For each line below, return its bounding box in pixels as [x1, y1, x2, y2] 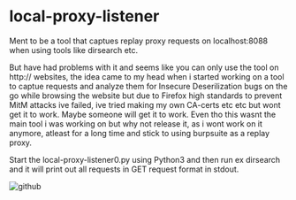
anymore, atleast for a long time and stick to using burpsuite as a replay [9, 127, 270, 138]
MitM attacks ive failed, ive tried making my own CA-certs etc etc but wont [9, 99, 281, 110]
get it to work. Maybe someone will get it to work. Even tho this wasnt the [9, 109, 277, 119]
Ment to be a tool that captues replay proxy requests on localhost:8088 [9, 35, 268, 46]
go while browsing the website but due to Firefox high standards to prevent [9, 90, 283, 101]
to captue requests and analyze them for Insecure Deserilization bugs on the [9, 81, 288, 91]
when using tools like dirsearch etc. [9, 44, 139, 55]
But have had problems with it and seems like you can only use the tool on [9, 62, 279, 73]
